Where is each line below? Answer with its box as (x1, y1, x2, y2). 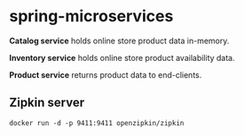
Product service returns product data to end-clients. (9, 69, 202, 80)
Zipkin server (9, 95, 85, 110)
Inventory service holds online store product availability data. (9, 52, 235, 63)
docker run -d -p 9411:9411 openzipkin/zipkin (9, 118, 185, 127)
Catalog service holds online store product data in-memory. (9, 35, 230, 46)
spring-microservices (9, 6, 174, 26)
